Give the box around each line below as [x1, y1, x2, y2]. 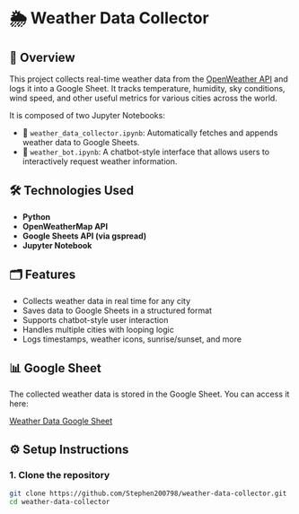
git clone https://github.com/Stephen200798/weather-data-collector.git [9, 489, 287, 499]
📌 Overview [9, 49, 75, 65]
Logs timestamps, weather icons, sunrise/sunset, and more [22, 334, 242, 344]
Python [22, 211, 51, 222]
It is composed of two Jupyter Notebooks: [9, 110, 166, 120]
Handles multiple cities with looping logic [22, 324, 175, 335]
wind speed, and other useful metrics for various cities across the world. [9, 92, 278, 103]
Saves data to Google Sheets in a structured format [22, 305, 213, 316]
